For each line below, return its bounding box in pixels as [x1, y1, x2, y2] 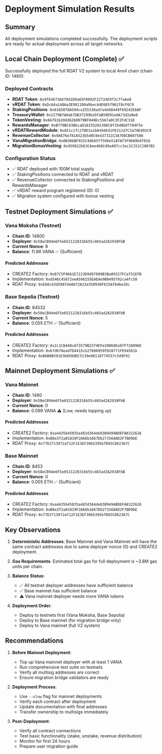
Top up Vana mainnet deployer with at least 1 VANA [19, 659, 123, 665]
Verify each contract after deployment [19, 699, 96, 704]
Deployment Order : [12, 603, 52, 608]
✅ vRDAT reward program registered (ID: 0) [12, 187, 100, 193]
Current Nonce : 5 [12, 315, 48, 321]
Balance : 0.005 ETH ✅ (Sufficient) [12, 478, 81, 485]
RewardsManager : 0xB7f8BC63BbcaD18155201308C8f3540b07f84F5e [12, 122, 143, 128]
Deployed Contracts [5, 85, 54, 92]
